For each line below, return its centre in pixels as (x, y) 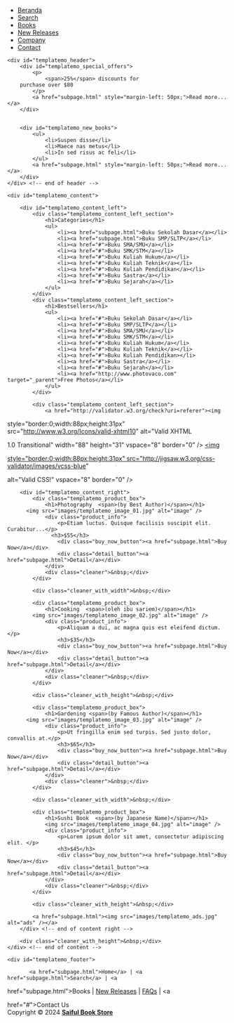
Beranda (29, 10)
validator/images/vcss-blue (47, 466)
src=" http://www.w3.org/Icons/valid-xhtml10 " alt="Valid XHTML (100, 431)
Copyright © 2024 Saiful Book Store (60, 1012)
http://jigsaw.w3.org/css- (179, 458)
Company (32, 40)
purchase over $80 (47, 85)
